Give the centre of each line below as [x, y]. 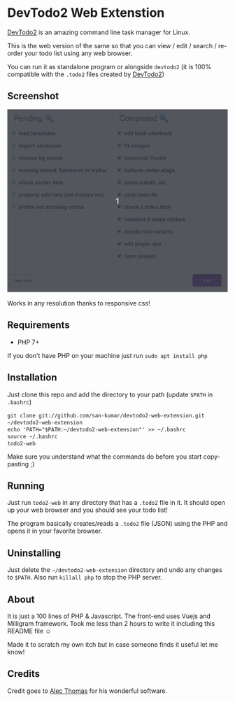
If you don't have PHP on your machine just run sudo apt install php [107, 355]
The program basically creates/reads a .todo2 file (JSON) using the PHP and [117, 524]
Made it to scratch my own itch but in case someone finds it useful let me [113, 644]
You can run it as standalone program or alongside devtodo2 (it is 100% [109, 66]
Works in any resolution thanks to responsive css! [79, 303]
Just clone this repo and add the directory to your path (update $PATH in [110, 394]
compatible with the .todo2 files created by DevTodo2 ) [86, 74]
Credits [24, 674]
